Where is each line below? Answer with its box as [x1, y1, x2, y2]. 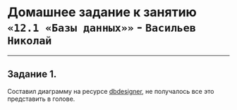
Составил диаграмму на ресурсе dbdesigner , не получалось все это [7, 87, 214, 95]
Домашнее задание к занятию [7, 4, 197, 20]
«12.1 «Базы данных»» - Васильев [7, 19, 196, 35]
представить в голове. [7, 94, 75, 103]
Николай [7, 35, 52, 48]
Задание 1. [7, 68, 57, 80]
